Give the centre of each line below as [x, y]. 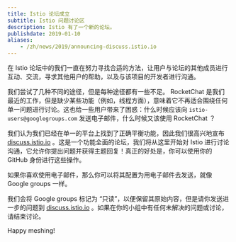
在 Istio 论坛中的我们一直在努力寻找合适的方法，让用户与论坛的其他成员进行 [118, 68]
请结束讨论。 [26, 216]
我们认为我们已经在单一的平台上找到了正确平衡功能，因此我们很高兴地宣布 [116, 133]
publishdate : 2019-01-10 [44, 34]
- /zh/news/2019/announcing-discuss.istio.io [89, 47]
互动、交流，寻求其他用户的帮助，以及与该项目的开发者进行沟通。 [103, 76]
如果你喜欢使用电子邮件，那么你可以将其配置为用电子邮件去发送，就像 [110, 175]
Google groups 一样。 [39, 184]
